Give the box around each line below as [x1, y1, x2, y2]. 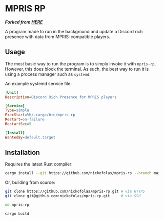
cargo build [5, 211, 29, 216]
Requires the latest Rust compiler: [5, 161, 73, 167]
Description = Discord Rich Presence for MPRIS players [5, 95, 117, 100]
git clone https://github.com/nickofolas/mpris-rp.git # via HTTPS [5, 189, 145, 194]
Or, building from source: [5, 180, 55, 185]
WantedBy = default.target [5, 135, 56, 140]
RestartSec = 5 [5, 121, 32, 126]
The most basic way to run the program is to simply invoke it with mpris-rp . [5, 60, 156, 66]
